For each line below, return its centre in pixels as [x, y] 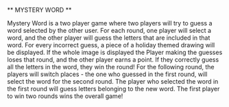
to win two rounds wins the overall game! [65, 96]
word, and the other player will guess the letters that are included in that [109, 38]
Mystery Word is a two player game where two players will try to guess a [110, 23]
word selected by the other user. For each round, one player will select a [109, 31]
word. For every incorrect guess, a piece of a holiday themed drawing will [111, 45]
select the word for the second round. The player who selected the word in [113, 81]
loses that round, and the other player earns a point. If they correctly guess [113, 60]
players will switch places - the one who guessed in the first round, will [107, 74]
